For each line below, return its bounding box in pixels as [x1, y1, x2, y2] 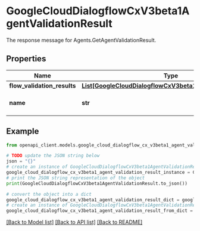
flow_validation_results [9, 82, 76, 90]
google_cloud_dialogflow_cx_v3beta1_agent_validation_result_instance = [6, 170, 190, 176]
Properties [6, 54, 46, 64]
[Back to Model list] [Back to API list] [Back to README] [6, 218, 143, 226]
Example [6, 126, 39, 136]
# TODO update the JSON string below [6, 153, 100, 159]
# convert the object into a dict [6, 191, 92, 197]
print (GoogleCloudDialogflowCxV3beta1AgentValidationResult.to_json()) [6, 180, 187, 186]
